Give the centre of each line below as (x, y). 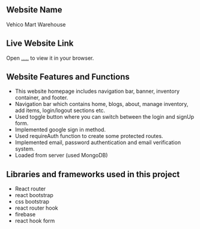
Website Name (34, 10)
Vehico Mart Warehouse (36, 24)
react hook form (35, 221)
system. (25, 149)
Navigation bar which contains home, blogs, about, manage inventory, (102, 104)
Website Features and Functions (68, 77)
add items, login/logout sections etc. (60, 110)
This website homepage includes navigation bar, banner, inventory (97, 91)
